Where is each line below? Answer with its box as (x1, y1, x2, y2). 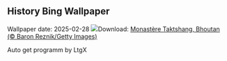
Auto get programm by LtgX (7, 45, 87, 54)
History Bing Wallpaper (7, 6, 110, 17)
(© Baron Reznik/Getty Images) (7, 32, 97, 40)
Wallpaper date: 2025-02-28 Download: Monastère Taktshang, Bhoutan (7, 24, 221, 33)
